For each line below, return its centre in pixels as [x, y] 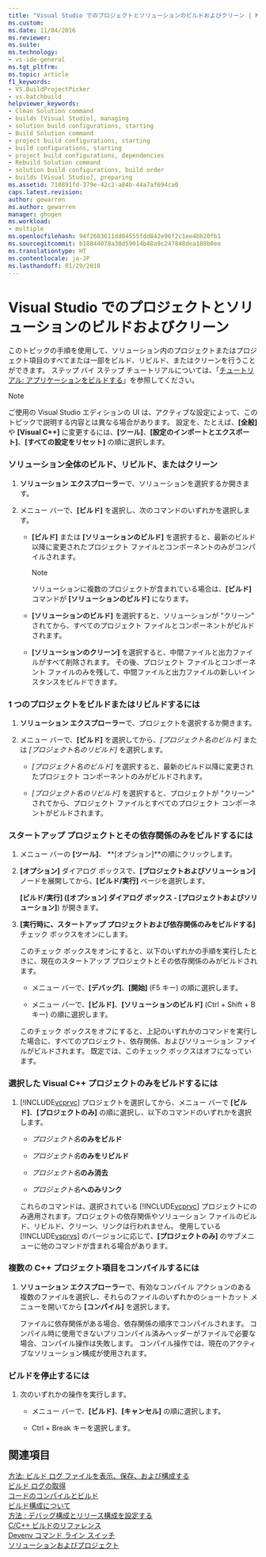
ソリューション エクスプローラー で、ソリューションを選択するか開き [131, 483]
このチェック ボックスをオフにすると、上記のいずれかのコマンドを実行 [135, 1031]
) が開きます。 [80, 908]
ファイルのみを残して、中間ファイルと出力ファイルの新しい [144, 672]
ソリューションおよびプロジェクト [64, 1545]
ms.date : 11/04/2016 [42, 30]
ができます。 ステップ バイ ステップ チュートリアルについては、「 [114, 370]
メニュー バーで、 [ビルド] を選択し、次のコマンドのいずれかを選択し [131, 510]
